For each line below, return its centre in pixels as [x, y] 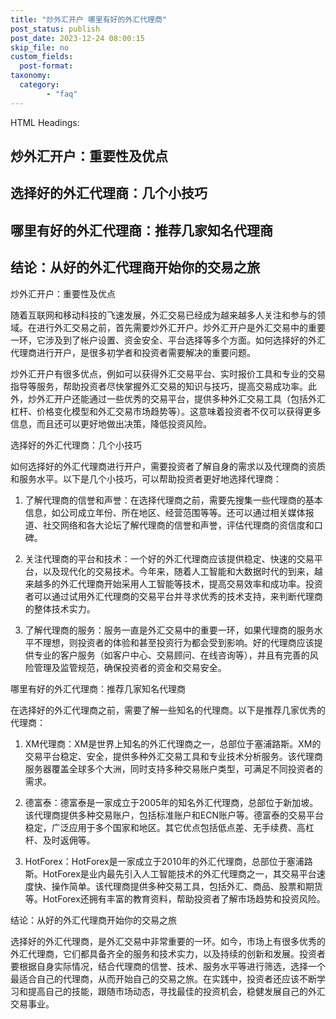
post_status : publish [55, 29]
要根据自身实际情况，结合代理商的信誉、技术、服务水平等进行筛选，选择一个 [168, 966]
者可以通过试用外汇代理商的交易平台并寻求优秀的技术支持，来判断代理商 [173, 596]
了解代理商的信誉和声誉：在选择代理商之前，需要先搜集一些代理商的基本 [173, 500]
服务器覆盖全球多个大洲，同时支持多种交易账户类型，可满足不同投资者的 [173, 768]
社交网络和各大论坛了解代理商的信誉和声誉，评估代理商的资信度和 [178, 525]
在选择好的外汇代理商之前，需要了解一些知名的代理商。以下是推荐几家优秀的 [168, 710]
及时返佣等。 [69, 840]
